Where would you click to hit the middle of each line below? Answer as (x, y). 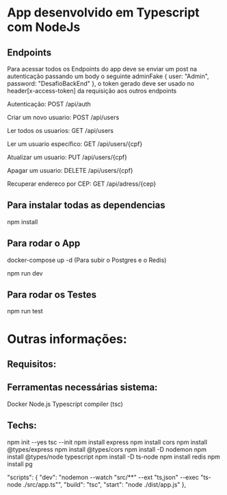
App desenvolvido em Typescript (103, 13)
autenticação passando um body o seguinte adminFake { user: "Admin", (108, 76)
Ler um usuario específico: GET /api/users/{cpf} (75, 144)
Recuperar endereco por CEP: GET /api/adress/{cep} (82, 184)
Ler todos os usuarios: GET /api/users (61, 131)
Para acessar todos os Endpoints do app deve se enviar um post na (102, 69)
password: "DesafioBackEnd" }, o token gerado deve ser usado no (101, 83)
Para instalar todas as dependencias (86, 205)
